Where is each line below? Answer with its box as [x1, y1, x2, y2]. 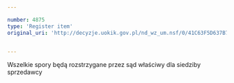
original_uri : [7, 29, 49, 36]
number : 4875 [7, 16, 45, 23]
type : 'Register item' [7, 22, 73, 30]
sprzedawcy [7, 68, 43, 77]
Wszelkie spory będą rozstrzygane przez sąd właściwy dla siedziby [7, 61, 201, 69]
